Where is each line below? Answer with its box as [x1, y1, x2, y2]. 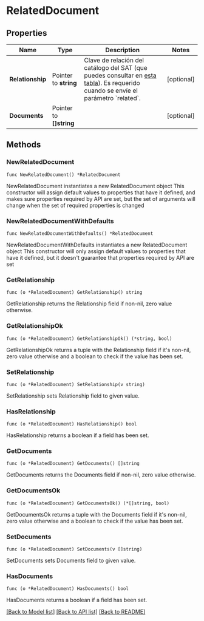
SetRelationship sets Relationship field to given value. [6, 392, 140, 399]
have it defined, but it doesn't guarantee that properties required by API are [6, 254, 194, 261]
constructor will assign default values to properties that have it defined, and [6, 189, 195, 196]
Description [105, 46, 140, 54]
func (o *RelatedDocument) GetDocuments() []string [6, 461, 140, 467]
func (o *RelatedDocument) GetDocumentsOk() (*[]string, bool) [6, 500, 170, 506]
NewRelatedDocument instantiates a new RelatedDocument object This [6, 182, 185, 189]
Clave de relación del [84, 56, 144, 64]
